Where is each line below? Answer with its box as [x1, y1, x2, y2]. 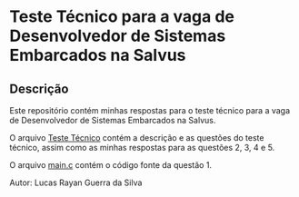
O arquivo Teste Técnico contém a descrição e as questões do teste [9, 133, 264, 143]
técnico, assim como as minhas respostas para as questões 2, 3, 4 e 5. [9, 143, 275, 153]
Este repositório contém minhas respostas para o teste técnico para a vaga [9, 105, 291, 115]
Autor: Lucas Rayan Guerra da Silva [9, 177, 143, 188]
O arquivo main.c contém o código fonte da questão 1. [9, 160, 212, 170]
